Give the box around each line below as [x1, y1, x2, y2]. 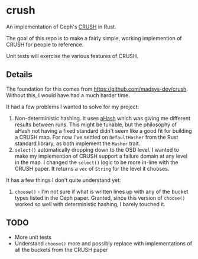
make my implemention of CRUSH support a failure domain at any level [14, 152, 188, 159]
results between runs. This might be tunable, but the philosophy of [14, 121, 177, 128]
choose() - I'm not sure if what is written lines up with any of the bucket [14, 188, 189, 195]
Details [6, 69, 33, 80]
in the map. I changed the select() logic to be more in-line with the [14, 158, 178, 166]
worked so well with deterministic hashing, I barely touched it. [14, 200, 165, 207]
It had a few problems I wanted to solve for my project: [6, 103, 139, 110]
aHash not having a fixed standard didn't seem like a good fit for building [14, 127, 192, 134]
